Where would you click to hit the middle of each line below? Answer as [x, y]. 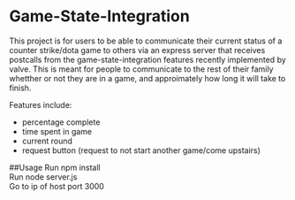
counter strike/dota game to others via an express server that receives [137, 50]
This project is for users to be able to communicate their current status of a [146, 41]
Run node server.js [43, 177]
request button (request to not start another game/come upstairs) [141, 150]
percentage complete [61, 122]
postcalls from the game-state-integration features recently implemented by [148, 59]
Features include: [41, 104]
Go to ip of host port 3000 [57, 186]
